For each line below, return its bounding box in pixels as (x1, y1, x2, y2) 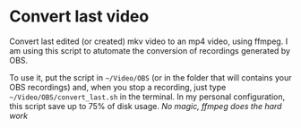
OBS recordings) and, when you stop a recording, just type (9, 81, 227, 92)
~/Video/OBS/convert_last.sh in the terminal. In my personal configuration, (9, 91, 286, 102)
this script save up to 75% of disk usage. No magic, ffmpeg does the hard (9, 100, 282, 111)
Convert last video (9, 6, 150, 27)
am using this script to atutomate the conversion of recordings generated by (9, 45, 291, 55)
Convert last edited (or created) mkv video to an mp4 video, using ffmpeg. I (9, 36, 288, 47)
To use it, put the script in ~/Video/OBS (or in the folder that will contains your (9, 72, 292, 82)
